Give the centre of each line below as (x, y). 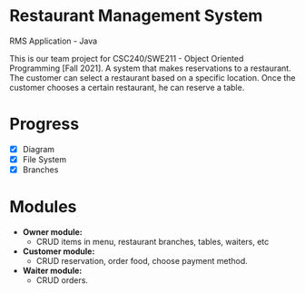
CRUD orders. (62, 280)
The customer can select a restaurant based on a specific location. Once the (153, 77)
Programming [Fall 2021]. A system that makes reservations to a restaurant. (151, 68)
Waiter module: (52, 270)
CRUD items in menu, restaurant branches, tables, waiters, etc (152, 242)
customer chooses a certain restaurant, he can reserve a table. (127, 87)
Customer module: (59, 251)
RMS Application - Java (54, 41)
